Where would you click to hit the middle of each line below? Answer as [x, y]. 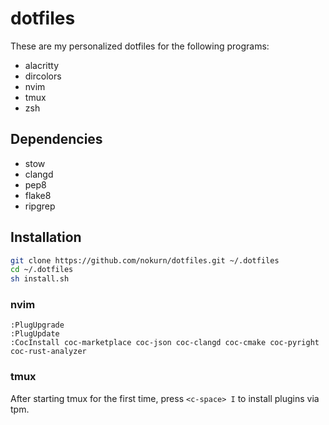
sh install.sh [40, 279]
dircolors [43, 76]
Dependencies [56, 139]
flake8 [38, 195]
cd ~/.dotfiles [42, 270]
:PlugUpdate [35, 334]
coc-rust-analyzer [48, 352]
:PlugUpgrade [37, 325]
